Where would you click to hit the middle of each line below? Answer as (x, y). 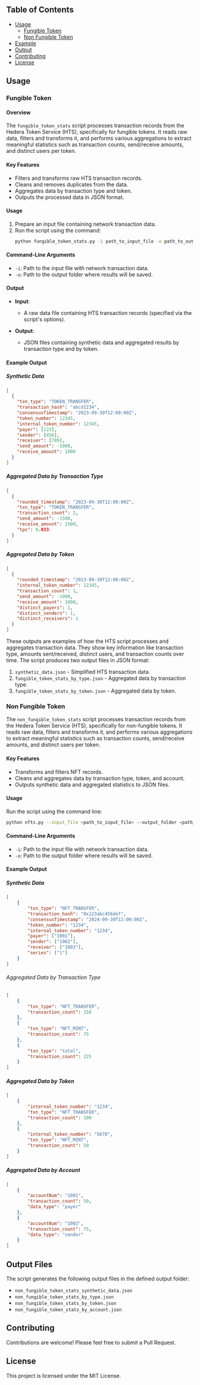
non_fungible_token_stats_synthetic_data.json (74, 1291)
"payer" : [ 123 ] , (37, 430)
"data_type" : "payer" (54, 1207)
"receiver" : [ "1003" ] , (56, 947)
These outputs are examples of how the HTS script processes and (87, 641)
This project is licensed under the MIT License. (64, 1375)
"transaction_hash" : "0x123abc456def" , (77, 914)
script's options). (44, 320)
